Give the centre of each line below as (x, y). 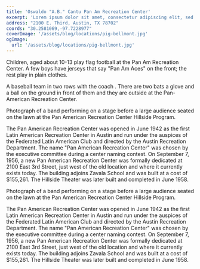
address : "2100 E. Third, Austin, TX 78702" (62, 23)
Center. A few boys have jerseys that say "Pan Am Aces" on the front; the (96, 68)
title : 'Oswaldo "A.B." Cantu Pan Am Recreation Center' (79, 12)
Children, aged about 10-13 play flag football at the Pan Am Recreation (93, 62)
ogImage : (17, 39)
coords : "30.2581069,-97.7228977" (49, 28)
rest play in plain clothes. (37, 75)
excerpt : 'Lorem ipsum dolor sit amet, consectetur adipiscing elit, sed (100, 17)
